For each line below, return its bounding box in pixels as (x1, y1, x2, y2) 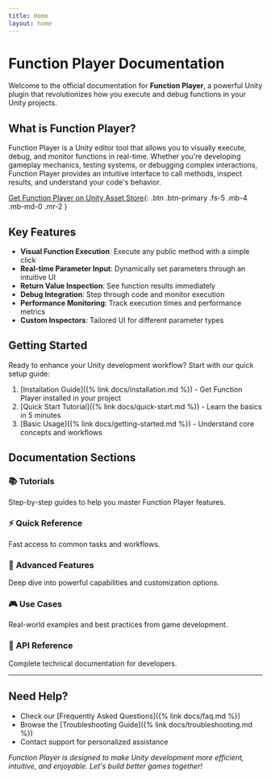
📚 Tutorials (8, 476, 55, 487)
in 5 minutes (19, 410, 61, 420)
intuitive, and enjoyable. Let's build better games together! (8, 761, 203, 771)
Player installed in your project (19, 393, 121, 403)
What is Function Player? (8, 121, 136, 135)
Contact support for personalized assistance (19, 737, 169, 747)
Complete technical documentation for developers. (8, 658, 177, 668)
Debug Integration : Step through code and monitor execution (19, 290, 225, 299)
